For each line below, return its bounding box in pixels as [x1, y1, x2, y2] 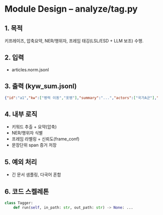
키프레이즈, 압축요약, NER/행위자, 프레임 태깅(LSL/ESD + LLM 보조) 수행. [4, 38, 144, 43]
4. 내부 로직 [4, 110, 37, 118]
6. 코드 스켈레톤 [4, 187, 49, 195]
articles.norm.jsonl [11, 67, 49, 73]
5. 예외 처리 [4, 157, 37, 166]
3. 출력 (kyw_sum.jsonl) [4, 82, 77, 91]
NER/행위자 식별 [11, 130, 43, 136]
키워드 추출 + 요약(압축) [11, 124, 57, 130]
